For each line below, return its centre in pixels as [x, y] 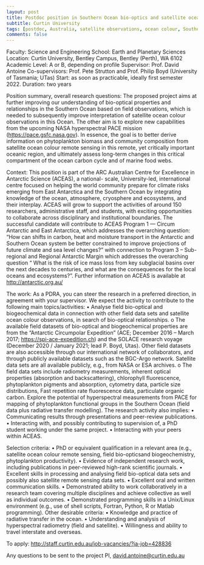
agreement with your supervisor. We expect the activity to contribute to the [100, 300]
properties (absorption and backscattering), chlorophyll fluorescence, [93, 378]
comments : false [27, 35]
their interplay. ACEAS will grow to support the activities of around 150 [94, 205]
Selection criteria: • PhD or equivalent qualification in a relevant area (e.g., [99, 448]
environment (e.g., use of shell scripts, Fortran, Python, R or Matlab [90, 506]
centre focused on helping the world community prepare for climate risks [98, 185]
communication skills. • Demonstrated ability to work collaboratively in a [97, 487]
